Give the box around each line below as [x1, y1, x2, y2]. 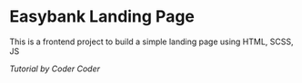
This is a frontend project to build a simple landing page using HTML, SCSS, [9, 36, 294, 47]
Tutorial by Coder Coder [9, 63, 101, 74]
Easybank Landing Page [9, 6, 196, 27]
